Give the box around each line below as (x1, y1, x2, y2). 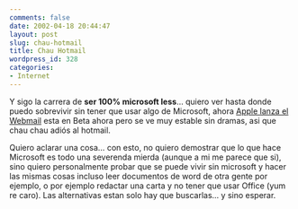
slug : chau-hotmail (9, 38, 83, 48)
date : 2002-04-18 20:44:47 (9, 22, 111, 30)
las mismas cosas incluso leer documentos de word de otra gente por (9, 170, 268, 181)
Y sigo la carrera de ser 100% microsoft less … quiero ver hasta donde (9, 96, 272, 107)
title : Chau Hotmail (9, 47, 87, 56)
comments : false (9, 13, 70, 22)
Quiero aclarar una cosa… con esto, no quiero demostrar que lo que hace (9, 142, 282, 152)
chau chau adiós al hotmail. (9, 125, 111, 135)
